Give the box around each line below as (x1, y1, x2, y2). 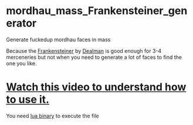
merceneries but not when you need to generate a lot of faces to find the (6, 53, 182, 60)
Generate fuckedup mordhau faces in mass (6, 36, 111, 43)
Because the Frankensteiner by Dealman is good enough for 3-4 (6, 47, 162, 54)
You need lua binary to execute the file (6, 112, 100, 119)
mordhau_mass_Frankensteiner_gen (6, 4, 188, 18)
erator (6, 16, 37, 30)
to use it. (6, 93, 50, 106)
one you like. (6, 60, 37, 67)
